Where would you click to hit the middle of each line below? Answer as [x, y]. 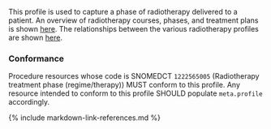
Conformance [37, 58]
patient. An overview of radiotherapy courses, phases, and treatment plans [133, 20]
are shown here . [36, 37]
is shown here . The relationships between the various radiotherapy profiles [134, 29]
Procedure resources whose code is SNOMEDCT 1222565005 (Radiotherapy [134, 76]
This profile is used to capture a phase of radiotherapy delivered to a [123, 12]
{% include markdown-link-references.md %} [84, 118]
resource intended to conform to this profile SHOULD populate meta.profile [135, 93]
